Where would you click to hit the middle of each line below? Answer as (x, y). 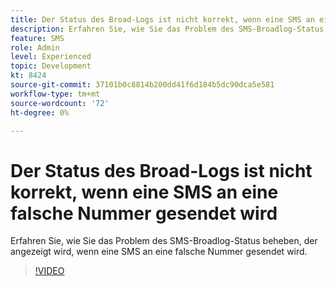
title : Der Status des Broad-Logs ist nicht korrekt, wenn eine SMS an (162, 19)
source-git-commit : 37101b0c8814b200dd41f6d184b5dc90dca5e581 (142, 85)
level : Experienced (51, 57)
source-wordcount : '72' (60, 103)
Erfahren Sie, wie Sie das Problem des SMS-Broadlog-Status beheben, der (164, 241)
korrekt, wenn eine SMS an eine (144, 192)
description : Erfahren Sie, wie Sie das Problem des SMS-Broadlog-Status (167, 29)
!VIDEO (49, 271)
